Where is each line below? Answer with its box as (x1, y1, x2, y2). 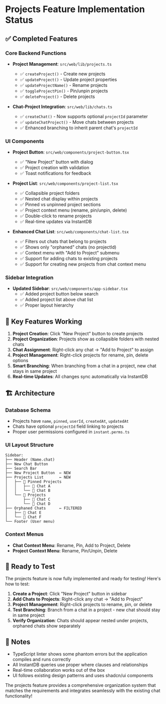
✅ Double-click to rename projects (20, 213, 92, 219)
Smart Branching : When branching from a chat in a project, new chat (12, 363, 157, 369)
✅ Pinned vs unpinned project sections (20, 202, 101, 208)
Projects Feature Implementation (5, 4, 145, 15)
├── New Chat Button (5, 462, 49, 467)
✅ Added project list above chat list (20, 296, 94, 303)
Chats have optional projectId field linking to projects (12, 423, 124, 429)
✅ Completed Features (5, 34, 78, 43)
